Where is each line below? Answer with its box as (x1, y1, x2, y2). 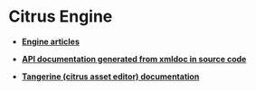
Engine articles (21, 36, 81, 47)
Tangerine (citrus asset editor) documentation (21, 70, 200, 82)
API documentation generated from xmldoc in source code (21, 53, 247, 64)
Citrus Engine (8, 6, 113, 27)
